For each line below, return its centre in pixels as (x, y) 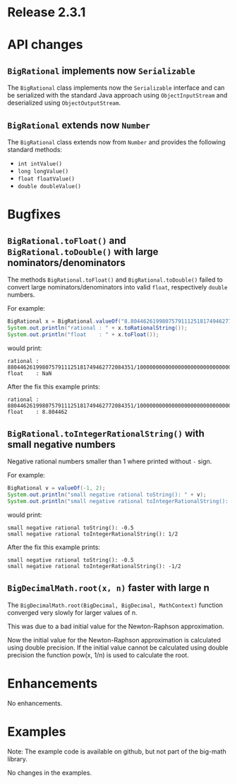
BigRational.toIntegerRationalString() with (106, 433)
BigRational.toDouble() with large (83, 252)
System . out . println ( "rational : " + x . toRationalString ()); (98, 328)
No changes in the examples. (50, 773)
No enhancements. (35, 703)
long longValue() (43, 171)
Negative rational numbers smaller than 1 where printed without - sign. (110, 461)
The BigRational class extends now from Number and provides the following (116, 142)
